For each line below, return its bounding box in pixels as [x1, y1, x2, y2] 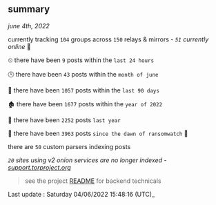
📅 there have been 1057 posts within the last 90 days [8, 86, 159, 94]
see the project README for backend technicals [24, 177, 161, 185]
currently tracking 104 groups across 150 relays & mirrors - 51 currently [8, 35, 209, 43]
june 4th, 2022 [8, 21, 50, 30]
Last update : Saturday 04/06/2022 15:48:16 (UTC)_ [8, 190, 155, 198]
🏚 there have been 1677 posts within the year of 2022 [8, 99, 163, 108]
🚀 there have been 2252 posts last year [8, 115, 121, 124]
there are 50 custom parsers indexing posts [8, 142, 131, 150]
